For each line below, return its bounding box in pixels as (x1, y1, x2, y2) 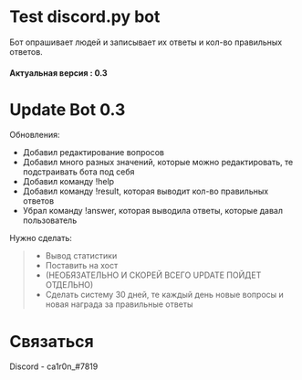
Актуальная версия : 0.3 (9, 67, 108, 79)
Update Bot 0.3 (9, 99, 126, 120)
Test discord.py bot (9, 6, 161, 27)
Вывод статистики (45, 250, 118, 261)
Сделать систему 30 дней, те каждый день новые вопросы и (45, 290, 285, 301)
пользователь (22, 215, 78, 226)
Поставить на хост (45, 260, 119, 271)
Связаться (9, 331, 94, 352)
